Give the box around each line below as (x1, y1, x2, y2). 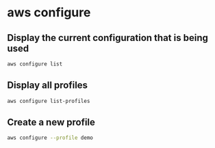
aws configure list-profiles (7, 98, 90, 104)
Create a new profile (7, 116, 96, 128)
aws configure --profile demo (7, 134, 94, 141)
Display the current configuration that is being (7, 32, 209, 44)
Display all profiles (7, 80, 88, 91)
